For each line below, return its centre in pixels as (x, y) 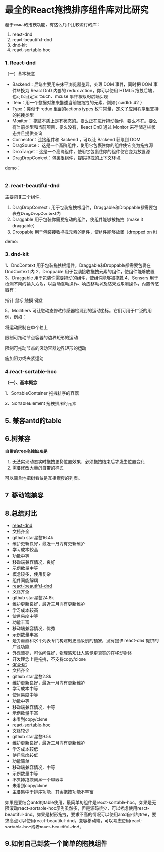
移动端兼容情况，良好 (33, 562)
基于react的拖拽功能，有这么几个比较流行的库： (53, 24)
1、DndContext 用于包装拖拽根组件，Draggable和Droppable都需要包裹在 (78, 265)
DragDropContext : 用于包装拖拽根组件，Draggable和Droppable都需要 (82, 207)
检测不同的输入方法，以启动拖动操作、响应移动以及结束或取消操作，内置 (78, 284)
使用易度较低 (25, 755)
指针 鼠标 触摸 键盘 (24, 300)
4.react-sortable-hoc (31, 371)
